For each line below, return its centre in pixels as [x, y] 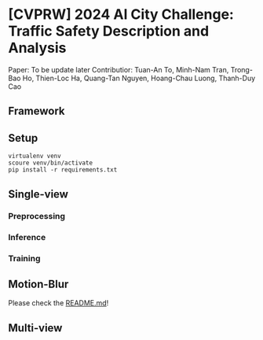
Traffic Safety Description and [109, 31]
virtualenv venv [35, 156]
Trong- [242, 69]
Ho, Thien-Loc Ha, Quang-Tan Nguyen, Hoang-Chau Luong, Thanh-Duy [139, 78]
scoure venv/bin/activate [50, 163]
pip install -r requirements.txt [63, 170]
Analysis [37, 48]
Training [24, 259]
